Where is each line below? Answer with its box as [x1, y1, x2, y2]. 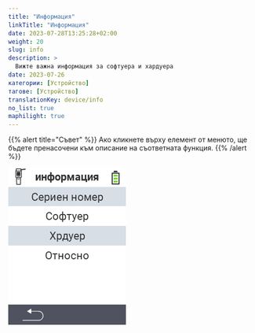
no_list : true [8, 104, 55, 112]
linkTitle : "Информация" [8, 20, 89, 29]
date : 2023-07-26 [8, 71, 65, 79]
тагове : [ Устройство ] [8, 87, 79, 95]
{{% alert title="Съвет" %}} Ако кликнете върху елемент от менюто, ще [8, 135, 248, 145]
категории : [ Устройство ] [8, 79, 89, 87]
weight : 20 [8, 38, 44, 46]
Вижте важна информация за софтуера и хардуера [15, 63, 174, 71]
